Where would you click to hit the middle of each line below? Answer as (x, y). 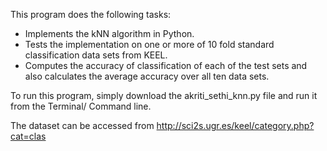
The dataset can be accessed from (82, 125)
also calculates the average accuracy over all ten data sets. (147, 76)
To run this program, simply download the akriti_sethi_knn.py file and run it (164, 95)
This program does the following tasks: (91, 14)
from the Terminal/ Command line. (81, 106)
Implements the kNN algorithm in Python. (109, 33)
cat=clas (28, 136)
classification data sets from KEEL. (96, 55)
